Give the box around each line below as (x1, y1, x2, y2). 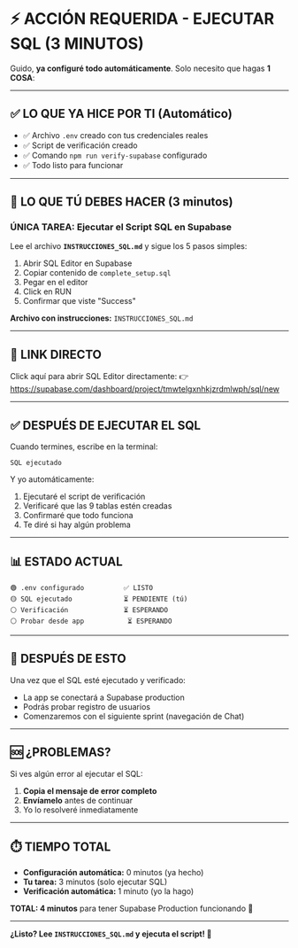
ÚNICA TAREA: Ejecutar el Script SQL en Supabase (10, 221, 233, 233)
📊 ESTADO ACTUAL (10, 555, 123, 570)
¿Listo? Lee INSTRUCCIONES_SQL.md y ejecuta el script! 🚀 (10, 929, 212, 939)
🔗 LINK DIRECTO (10, 346, 103, 361)
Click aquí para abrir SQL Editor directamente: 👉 (10, 371, 189, 382)
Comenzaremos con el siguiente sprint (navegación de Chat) (22, 711, 245, 721)
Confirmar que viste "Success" (22, 296, 136, 307)
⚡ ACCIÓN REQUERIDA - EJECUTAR (10, 9, 275, 29)
